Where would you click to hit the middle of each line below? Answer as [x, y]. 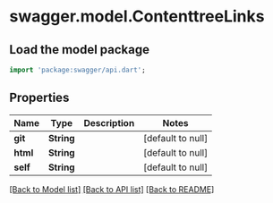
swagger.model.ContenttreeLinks [137, 17]
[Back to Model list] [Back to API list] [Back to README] [112, 189]
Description [109, 123]
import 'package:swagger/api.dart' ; [77, 70]
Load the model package [80, 50]
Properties [39, 98]
